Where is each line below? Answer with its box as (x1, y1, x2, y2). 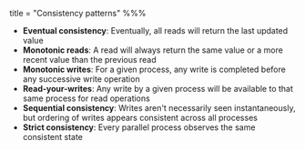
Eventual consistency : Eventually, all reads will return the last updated (22, 25, 289, 35)
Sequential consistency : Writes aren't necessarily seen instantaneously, (22, 103, 296, 113)
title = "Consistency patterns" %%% (9, 8, 147, 18)
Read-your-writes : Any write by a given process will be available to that (22, 84, 294, 94)
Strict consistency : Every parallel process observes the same (22, 122, 256, 133)
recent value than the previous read (22, 55, 157, 65)
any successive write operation (22, 74, 140, 85)
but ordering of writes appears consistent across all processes (22, 113, 258, 123)
